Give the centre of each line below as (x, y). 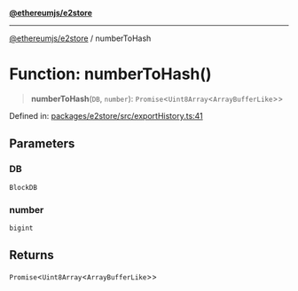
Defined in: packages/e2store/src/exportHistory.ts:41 (106, 115)
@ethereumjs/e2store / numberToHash (80, 38)
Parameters (42, 144)
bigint (21, 228)
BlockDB (24, 187)
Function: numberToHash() (110, 74)
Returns (32, 255)
